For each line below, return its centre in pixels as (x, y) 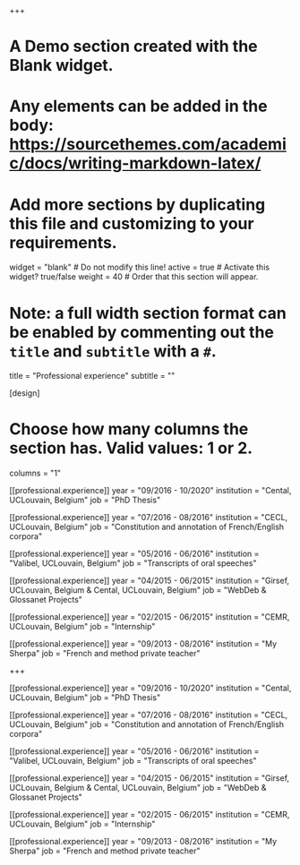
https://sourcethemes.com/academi (148, 145)
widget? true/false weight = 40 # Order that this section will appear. (134, 277)
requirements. (64, 242)
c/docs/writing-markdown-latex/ (135, 163)
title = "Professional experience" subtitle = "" (92, 376)
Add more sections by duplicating (137, 205)
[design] (25, 393)
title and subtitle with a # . (113, 351)
